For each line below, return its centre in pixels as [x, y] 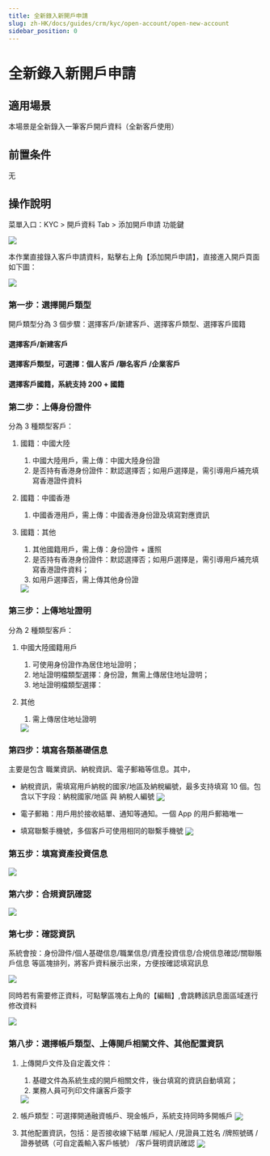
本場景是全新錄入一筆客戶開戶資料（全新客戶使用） [93, 127]
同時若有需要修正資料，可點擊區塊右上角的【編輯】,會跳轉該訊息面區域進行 [133, 996]
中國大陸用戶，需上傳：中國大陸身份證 [96, 461]
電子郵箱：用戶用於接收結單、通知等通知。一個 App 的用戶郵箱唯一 [132, 814]
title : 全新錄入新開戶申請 [49, 16]
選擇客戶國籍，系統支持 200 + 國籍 [67, 384]
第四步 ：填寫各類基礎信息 [58, 750]
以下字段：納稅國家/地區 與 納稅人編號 [91, 796]
